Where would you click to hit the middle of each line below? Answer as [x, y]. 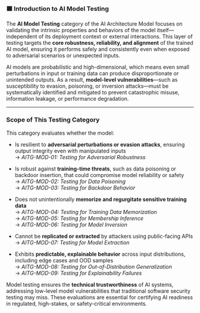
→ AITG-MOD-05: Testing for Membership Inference [79, 218]
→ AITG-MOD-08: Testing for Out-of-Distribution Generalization [93, 266]
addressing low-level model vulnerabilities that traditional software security [98, 291]
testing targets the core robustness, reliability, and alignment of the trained [100, 43]
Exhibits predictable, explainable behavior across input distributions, [100, 254]
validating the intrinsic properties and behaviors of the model [81, 30]
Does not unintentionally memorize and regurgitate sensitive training [101, 199]
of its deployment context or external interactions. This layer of [115, 36]
